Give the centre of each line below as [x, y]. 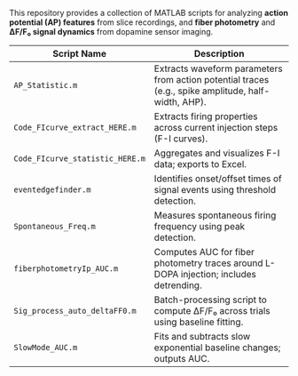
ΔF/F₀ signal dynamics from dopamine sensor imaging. [111, 32]
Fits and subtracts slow [202, 336]
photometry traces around [208, 263]
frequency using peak [200, 226]
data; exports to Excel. [200, 164]
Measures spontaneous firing [215, 215]
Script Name [79, 54]
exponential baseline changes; [217, 348]
